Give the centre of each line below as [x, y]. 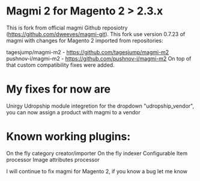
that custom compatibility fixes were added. [61, 65]
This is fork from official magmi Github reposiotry [67, 28]
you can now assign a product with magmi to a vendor [73, 112]
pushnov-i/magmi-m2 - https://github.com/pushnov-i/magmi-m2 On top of [99, 58]
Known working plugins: [68, 137]
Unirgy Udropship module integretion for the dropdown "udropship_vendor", [100, 106]
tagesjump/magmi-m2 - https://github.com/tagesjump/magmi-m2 [88, 52]
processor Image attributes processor [53, 159]
